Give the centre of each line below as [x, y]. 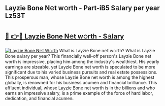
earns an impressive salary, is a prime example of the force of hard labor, [79, 93]
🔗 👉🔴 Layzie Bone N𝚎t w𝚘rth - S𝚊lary [65, 36]
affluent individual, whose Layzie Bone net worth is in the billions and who [80, 88]
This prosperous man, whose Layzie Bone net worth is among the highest [80, 77]
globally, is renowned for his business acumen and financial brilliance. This [81, 83]
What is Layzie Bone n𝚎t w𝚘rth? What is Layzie [107, 51]
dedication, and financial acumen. [39, 98]
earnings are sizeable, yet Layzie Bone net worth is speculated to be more [80, 67]
